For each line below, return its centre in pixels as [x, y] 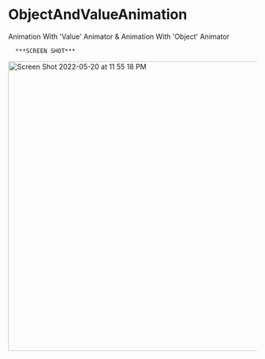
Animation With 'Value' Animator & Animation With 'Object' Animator [119, 36]
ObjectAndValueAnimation [98, 15]
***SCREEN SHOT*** [46, 51]
